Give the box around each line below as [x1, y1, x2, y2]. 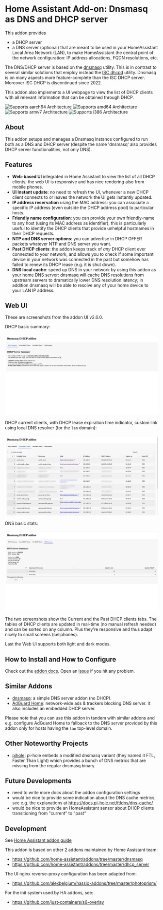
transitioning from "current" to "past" [12, 810, 86, 816]
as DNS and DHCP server [5, 14, 108, 25]
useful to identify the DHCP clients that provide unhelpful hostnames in [12, 225, 154, 231]
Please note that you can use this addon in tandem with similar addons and [5, 715, 155, 720]
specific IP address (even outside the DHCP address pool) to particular [12, 205, 154, 210]
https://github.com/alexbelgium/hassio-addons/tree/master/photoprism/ [12, 880, 157, 886]
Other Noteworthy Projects [5, 739, 88, 748]
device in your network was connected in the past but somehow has [12, 256, 149, 262]
